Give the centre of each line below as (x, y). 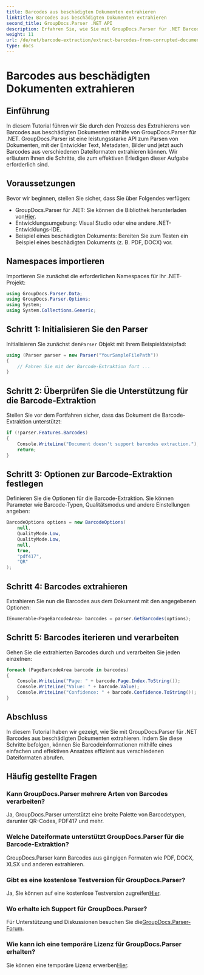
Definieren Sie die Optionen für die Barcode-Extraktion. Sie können (90, 498)
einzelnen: (19, 659)
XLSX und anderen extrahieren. (46, 864)
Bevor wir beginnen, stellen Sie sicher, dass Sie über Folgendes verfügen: (99, 198)
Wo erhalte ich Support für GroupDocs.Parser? (77, 909)
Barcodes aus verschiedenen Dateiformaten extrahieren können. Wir (92, 151)
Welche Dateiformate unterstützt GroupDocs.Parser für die (95, 837)
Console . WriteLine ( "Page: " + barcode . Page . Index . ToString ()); (99, 681)
